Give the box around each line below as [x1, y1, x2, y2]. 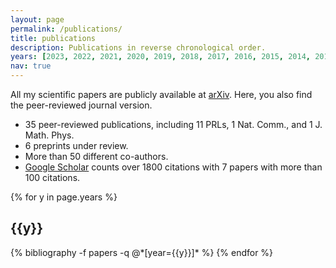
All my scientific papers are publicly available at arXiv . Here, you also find [10, 89, 313, 100]
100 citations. [24, 172, 81, 183]
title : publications [10, 33, 97, 43]
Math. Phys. [24, 129, 75, 141]
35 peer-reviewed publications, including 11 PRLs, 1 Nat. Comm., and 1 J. [24, 119, 323, 130]
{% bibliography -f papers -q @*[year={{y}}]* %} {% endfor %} [10, 246, 274, 258]
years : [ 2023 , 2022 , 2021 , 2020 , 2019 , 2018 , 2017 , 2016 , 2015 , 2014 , [10, 52, 311, 62]
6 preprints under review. [24, 140, 129, 151]
